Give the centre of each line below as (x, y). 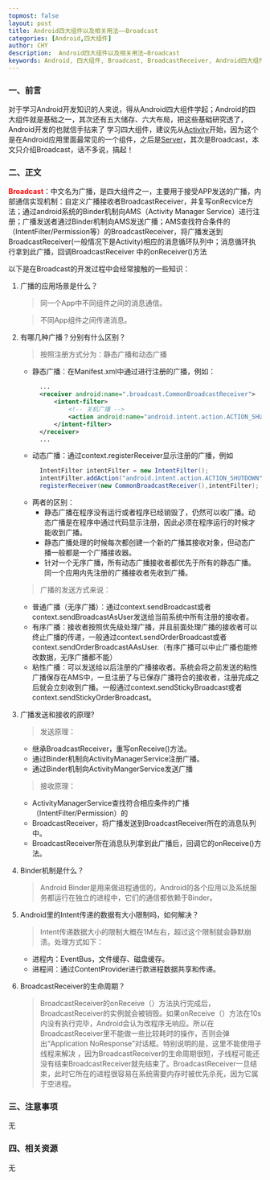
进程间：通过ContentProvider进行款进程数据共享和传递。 (126, 969)
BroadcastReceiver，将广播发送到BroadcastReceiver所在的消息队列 (144, 823)
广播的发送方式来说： (75, 590)
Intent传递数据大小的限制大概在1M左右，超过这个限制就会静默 (142, 932)
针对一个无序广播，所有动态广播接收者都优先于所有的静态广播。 (149, 563)
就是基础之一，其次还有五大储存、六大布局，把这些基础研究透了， (138, 120)
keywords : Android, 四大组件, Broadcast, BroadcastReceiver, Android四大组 (134, 61)
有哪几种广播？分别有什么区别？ (73, 337)
